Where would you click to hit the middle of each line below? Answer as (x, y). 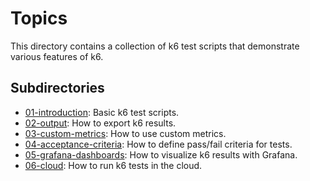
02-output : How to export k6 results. (100, 123)
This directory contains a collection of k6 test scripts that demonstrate (155, 46)
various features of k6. (57, 56)
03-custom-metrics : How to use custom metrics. (125, 133)
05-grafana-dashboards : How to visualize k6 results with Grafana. (161, 154)
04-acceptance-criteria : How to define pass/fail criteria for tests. (158, 144)
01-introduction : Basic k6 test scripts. (102, 112)
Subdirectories (57, 88)
